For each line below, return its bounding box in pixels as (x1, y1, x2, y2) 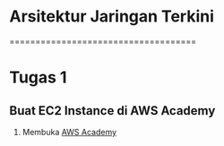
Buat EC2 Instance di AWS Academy (9, 103, 216, 118)
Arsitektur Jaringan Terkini (9, 6, 215, 27)
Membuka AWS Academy (22, 126, 117, 137)
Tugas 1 (9, 67, 67, 88)
